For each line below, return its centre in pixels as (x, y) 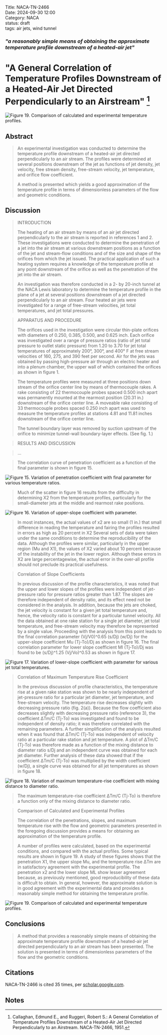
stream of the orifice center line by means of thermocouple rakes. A (87, 387)
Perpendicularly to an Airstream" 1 (78, 101)
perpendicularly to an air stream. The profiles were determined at (84, 159)
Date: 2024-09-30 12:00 (30, 12)
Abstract (19, 136)
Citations (20, 973)
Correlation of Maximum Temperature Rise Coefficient (73, 677)
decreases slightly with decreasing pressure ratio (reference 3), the (86, 713)
